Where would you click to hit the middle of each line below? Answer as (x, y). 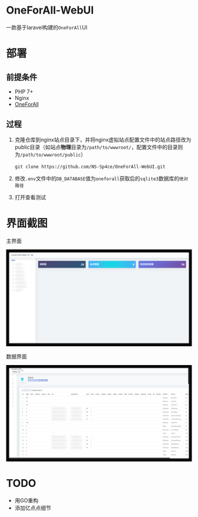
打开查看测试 (30, 197)
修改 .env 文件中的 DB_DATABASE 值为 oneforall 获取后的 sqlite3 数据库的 (97, 178)
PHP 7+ (24, 92)
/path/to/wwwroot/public (50, 155)
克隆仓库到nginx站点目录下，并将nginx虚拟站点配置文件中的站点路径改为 (103, 139)
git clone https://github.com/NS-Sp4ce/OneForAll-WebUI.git (90, 167)
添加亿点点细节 (33, 508)
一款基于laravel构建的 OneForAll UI (47, 27)
